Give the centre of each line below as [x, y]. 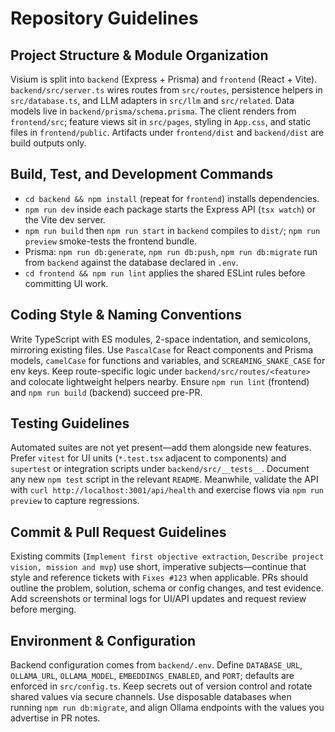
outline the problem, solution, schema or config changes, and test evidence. [167, 588]
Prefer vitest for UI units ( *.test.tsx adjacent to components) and [148, 458]
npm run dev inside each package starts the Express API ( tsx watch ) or [170, 209]
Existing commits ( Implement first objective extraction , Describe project [167, 556]
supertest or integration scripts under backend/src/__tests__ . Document [160, 469]
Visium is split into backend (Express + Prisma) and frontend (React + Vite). [164, 79]
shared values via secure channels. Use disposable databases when [151, 697]
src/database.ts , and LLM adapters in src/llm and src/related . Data [152, 100]
